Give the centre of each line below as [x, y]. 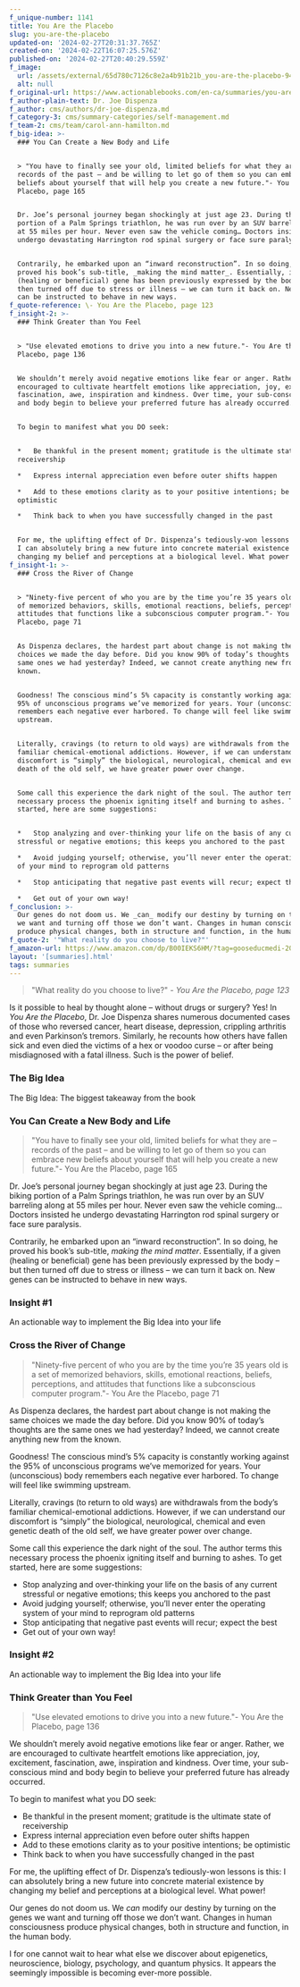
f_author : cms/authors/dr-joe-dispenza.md [89, 109]
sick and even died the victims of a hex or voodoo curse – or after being [142, 1046]
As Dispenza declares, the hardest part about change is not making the [140, 1410]
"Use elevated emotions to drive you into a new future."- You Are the [157, 1717]
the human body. [40, 1937]
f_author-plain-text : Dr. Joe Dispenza [83, 101]
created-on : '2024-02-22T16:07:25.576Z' [86, 51]
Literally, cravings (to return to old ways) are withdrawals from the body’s [144, 1502]
